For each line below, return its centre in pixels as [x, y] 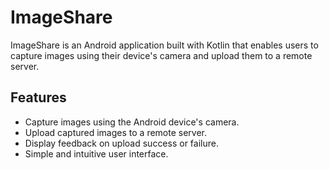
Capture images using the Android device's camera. [132, 122]
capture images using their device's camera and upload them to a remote [161, 55]
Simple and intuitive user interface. [96, 153]
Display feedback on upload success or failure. [121, 143]
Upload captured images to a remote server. [116, 132]
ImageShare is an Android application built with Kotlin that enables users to [164, 45]
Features [38, 97]
